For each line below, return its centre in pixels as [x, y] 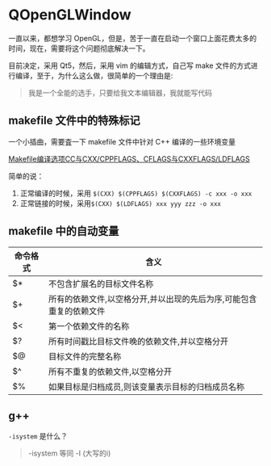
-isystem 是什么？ [38, 436]
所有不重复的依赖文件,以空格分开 [110, 372]
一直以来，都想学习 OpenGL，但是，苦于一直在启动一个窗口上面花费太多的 [133, 38]
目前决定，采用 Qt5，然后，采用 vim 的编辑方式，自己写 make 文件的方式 [130, 65]
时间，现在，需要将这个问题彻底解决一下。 [79, 48]
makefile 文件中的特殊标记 [74, 121]
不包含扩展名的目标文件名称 [101, 283]
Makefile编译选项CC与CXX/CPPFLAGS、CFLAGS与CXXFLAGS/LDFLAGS [129, 158]
